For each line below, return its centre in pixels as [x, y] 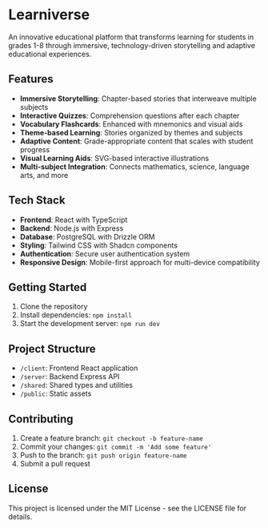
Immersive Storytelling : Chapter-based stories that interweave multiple [138, 99]
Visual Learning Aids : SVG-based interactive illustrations [114, 158]
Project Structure [52, 349]
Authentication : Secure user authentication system [105, 253]
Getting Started [48, 287]
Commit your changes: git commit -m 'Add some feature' [116, 447]
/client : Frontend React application [79, 368]
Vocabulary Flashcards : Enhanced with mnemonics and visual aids [131, 124]
